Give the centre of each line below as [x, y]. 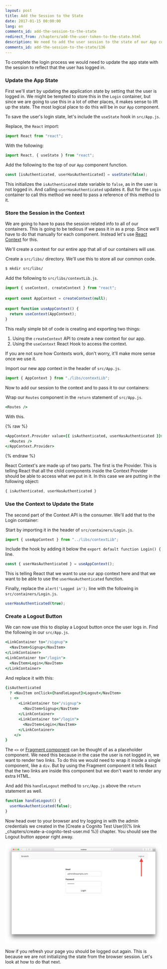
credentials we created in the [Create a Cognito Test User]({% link [73, 826]
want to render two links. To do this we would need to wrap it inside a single [83, 760]
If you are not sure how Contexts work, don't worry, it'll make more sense [80, 353]
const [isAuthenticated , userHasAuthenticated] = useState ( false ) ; [77, 174]
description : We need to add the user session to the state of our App [81, 42]
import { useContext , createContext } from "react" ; [61, 288]
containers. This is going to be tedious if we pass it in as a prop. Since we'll [82, 229]
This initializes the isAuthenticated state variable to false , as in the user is [81, 184]
